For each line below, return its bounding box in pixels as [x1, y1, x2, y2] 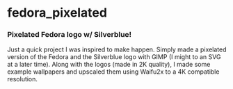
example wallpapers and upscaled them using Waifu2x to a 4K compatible [7, 67, 220, 76]
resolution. [7, 75, 38, 83]
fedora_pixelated [7, 5, 108, 21]
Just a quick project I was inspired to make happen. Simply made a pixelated [7, 45, 227, 54]
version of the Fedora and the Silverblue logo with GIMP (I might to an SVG [7, 53, 221, 61]
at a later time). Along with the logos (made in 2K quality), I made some [7, 60, 211, 69]
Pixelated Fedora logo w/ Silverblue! [7, 30, 132, 40]
